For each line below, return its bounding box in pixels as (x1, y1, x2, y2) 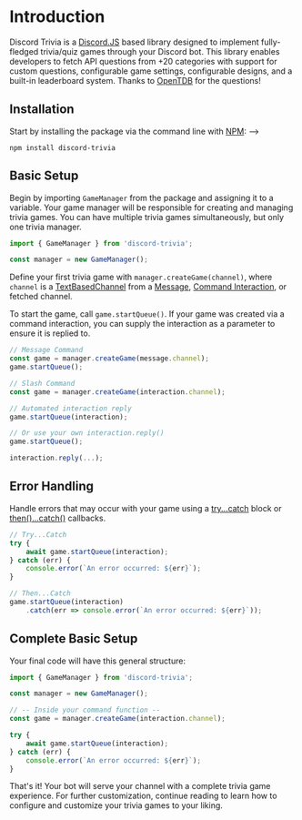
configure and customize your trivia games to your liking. (9, 800, 223, 811)
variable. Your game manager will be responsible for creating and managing (9, 202, 294, 213)
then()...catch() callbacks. (9, 512, 106, 523)
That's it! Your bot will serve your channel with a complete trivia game (9, 781, 271, 792)
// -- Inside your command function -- (9, 705, 161, 715)
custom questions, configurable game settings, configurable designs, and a (9, 66, 293, 76)
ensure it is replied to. (9, 328, 91, 339)
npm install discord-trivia (9, 143, 116, 152)
